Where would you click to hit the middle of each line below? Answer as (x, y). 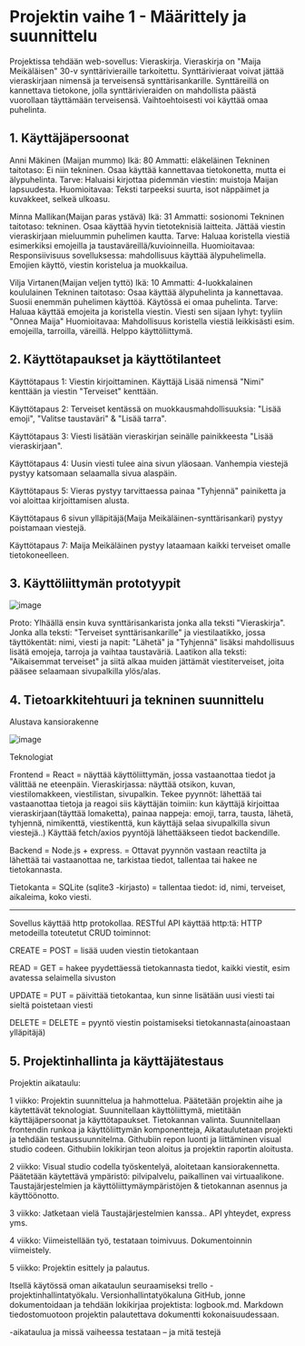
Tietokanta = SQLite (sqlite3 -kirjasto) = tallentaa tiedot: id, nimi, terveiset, (148, 887)
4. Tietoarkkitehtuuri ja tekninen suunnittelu (137, 699)
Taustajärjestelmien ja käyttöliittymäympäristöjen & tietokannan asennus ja (148, 1186)
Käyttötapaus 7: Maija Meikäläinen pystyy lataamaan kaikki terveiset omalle (150, 545)
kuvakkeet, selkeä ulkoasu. (60, 198)
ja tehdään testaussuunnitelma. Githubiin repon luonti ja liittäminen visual (145, 1139)
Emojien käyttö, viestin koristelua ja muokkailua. (99, 265)
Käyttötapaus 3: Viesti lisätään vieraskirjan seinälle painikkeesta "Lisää (142, 436)
